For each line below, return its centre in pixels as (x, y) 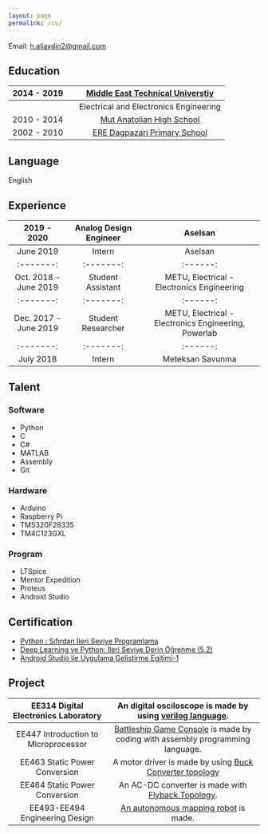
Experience (37, 206)
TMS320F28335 (47, 524)
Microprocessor (57, 744)
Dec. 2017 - (38, 318)
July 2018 (38, 358)
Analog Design (103, 227)
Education (34, 71)
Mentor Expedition (50, 580)
